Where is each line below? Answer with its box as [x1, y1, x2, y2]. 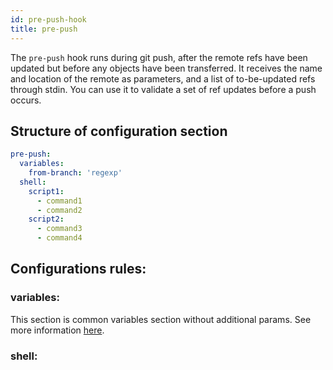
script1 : [28, 186, 65, 196]
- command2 [36, 205, 83, 215]
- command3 [36, 224, 83, 234]
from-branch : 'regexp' [28, 168, 123, 178]
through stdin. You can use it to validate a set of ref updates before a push [10, 83, 317, 95]
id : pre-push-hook [10, 14, 87, 25]
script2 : [28, 214, 65, 225]
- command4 [36, 233, 83, 243]
